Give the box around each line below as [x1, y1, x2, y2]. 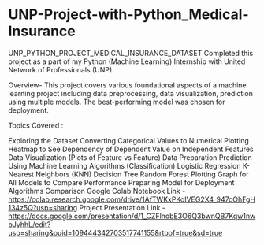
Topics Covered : [8, 121, 64, 130]
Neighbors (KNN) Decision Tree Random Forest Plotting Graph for [35, 169, 249, 179]
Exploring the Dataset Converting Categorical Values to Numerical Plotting [8, 135, 250, 145]
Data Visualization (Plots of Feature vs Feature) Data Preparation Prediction [8, 152, 252, 162]
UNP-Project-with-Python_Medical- [8, 6, 250, 24]
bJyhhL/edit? [8, 219, 51, 229]
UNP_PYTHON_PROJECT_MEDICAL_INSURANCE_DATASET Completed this [8, 48, 254, 58]
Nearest [8, 169, 34, 179]
